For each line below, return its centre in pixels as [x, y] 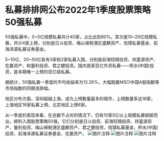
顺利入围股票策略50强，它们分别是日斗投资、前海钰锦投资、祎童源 [81, 121]
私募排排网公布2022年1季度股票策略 [78, 10]
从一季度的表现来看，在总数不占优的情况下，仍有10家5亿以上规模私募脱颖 [79, 115]
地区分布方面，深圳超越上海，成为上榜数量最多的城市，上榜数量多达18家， [80, 98]
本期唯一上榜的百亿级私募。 [46, 71]
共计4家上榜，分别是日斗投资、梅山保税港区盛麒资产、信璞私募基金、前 [86, 43]
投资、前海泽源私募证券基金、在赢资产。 [46, 133]
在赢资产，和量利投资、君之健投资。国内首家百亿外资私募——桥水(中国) [78, 65]
